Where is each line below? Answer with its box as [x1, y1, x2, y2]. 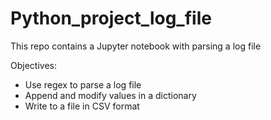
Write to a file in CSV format [24, 100, 140, 112]
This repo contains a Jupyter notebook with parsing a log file [10, 40, 262, 52]
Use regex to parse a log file [24, 78, 142, 91]
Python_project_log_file [10, 7, 212, 30]
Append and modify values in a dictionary [24, 89, 197, 101]
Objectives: [10, 59, 57, 71]
